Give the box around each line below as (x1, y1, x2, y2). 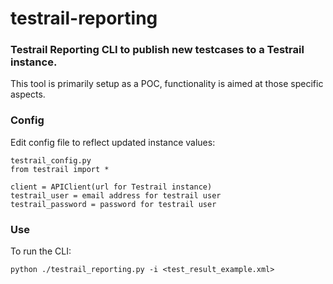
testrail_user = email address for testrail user (10, 190, 222, 201)
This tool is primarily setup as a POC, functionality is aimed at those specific (10, 78, 324, 90)
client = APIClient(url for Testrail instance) (10, 182, 213, 192)
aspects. (10, 88, 46, 101)
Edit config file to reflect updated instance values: (10, 136, 216, 148)
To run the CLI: (10, 245, 72, 257)
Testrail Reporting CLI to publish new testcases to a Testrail (10, 43, 305, 57)
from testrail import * (10, 164, 110, 174)
